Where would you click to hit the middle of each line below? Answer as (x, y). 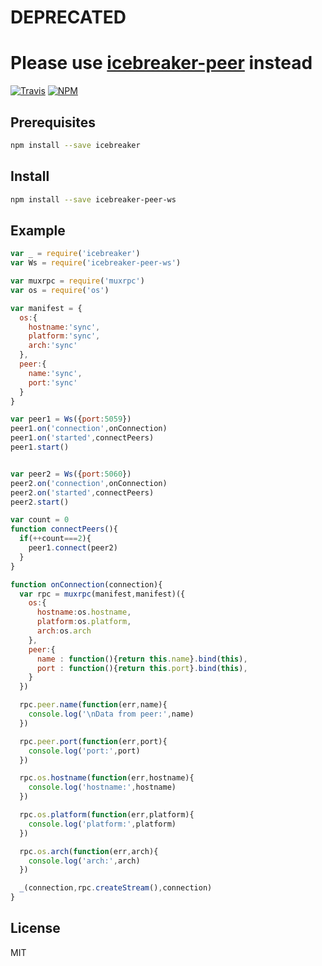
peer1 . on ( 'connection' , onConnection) (89, 429)
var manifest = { (46, 308)
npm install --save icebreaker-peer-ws (93, 199)
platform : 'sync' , (64, 336)
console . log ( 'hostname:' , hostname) (102, 787)
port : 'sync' (53, 382)
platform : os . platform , (84, 622)
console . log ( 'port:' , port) (84, 751)
